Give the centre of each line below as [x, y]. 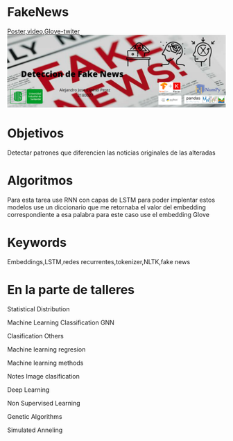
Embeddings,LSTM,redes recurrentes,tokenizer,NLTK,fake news [99, 262]
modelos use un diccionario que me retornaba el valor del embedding [107, 207]
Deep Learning [28, 390]
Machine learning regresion [46, 349]
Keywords [37, 243]
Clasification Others [35, 336]
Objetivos [36, 133]
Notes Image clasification [43, 377]
